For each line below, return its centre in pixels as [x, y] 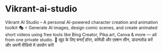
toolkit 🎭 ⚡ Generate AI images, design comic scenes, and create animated [81, 27]
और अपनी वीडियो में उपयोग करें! [30, 45]
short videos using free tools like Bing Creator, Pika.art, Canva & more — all [81, 34]
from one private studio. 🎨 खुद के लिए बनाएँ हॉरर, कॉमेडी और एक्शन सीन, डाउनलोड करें [79, 39]
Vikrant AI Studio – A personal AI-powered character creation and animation [81, 22]
